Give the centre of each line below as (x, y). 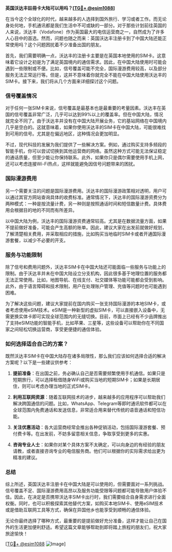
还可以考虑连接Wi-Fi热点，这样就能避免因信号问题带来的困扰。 (72, 164)
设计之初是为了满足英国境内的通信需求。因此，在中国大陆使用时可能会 (93, 62)
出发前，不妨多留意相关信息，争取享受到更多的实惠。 (96, 434)
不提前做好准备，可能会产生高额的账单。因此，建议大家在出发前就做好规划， (86, 227)
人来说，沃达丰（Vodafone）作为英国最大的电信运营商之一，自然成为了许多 (85, 32)
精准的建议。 (26, 457)
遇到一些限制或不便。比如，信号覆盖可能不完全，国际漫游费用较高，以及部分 (86, 68)
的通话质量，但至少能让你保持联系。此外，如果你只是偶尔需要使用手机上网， (86, 158)
